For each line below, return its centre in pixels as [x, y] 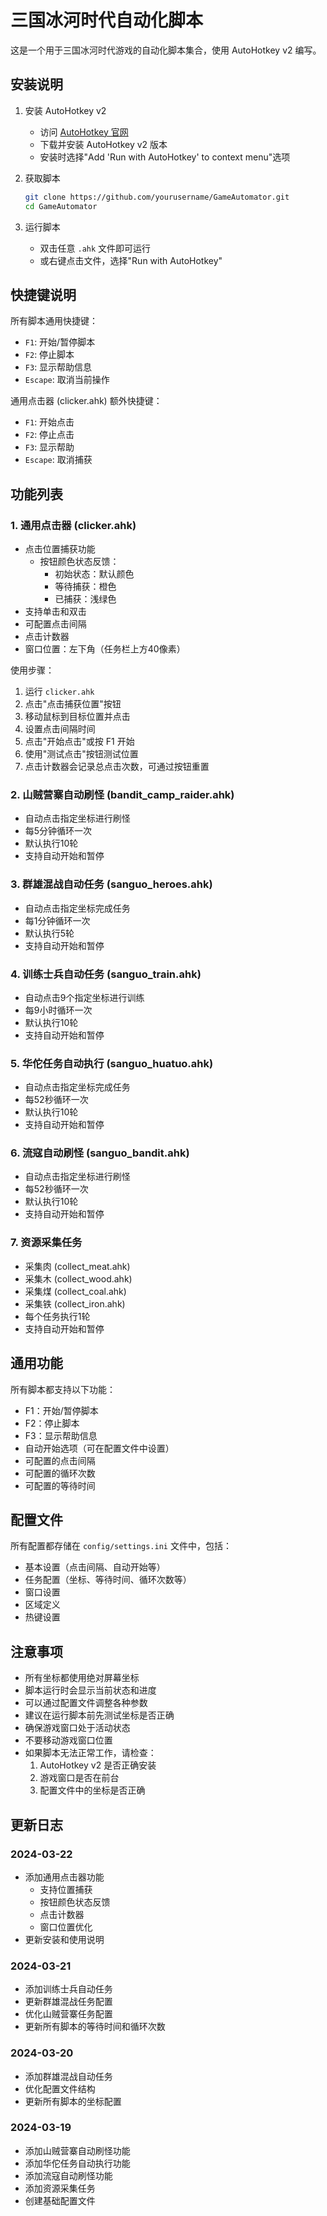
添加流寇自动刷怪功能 [68, 2175]
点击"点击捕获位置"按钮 [73, 704]
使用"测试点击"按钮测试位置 [81, 754]
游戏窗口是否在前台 [79, 1778]
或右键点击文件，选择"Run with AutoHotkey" [131, 260]
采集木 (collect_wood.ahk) [78, 1278]
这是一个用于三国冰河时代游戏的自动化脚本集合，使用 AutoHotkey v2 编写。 [166, 50]
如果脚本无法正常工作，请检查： [90, 1753]
